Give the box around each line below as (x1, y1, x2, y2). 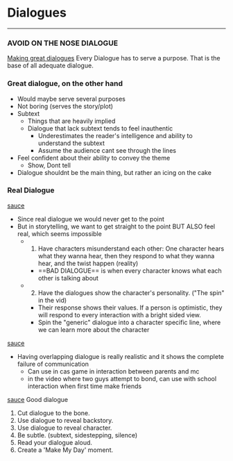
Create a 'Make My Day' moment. (17, 446, 113, 454)
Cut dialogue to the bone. (17, 408, 90, 417)
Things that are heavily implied (27, 117, 116, 125)
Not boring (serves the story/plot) (17, 102, 113, 110)
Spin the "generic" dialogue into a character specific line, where (37, 318, 221, 326)
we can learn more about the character (37, 325, 150, 334)
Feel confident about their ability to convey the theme (17, 153, 171, 162)
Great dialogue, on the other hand (7, 78, 123, 88)
